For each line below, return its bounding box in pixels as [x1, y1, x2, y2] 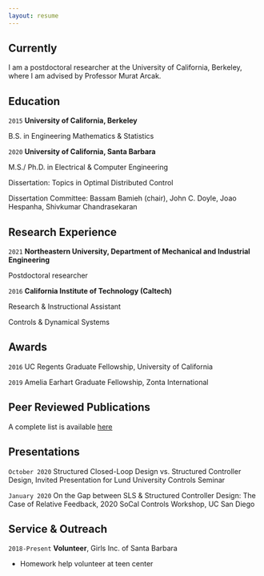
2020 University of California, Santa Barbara [8, 147, 156, 156]
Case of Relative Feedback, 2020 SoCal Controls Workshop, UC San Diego [8, 499, 255, 509]
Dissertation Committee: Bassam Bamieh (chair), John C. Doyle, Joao [8, 193, 238, 203]
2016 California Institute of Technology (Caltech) [8, 286, 172, 296]
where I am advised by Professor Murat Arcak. [8, 71, 162, 81]
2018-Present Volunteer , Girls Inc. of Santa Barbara [8, 543, 178, 554]
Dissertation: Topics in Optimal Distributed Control [8, 178, 174, 188]
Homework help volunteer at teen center [19, 559, 154, 569]
